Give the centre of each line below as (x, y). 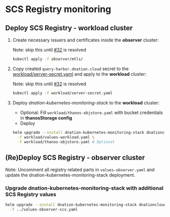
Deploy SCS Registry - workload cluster (69, 28)
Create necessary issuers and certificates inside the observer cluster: (86, 40)
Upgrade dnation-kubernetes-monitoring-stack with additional (84, 188)
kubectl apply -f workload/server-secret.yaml (62, 93)
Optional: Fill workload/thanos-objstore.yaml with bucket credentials (92, 113)
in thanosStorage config (46, 118)
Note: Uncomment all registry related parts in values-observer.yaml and (80, 170)
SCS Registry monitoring (58, 9)
